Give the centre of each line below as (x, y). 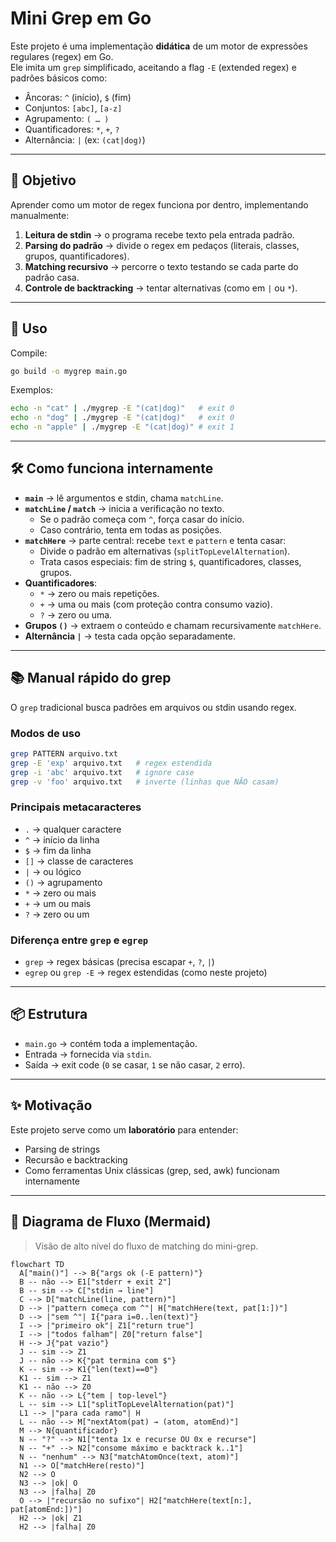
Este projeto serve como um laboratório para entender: (124, 1129)
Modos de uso (45, 733)
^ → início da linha (62, 839)
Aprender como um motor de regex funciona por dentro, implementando (159, 204)
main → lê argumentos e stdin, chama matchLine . (124, 498)
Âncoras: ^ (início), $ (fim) (78, 97)
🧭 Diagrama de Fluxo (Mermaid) (111, 1222)
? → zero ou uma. (76, 614)
